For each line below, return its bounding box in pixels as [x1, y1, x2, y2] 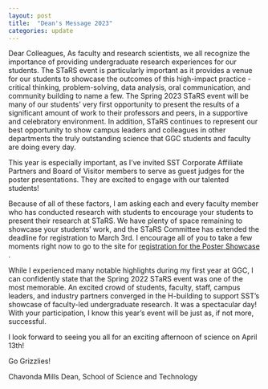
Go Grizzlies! [8, 356, 51, 366]
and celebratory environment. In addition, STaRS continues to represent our [8, 117, 258, 127]
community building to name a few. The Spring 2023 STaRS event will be [8, 91, 249, 101]
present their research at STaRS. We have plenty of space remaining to [8, 216, 243, 225]
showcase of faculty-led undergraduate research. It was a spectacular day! [8, 300, 258, 310]
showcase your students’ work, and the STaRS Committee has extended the [8, 225, 259, 234]
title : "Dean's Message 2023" [8, 19, 113, 27]
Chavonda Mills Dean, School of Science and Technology [8, 372, 198, 382]
